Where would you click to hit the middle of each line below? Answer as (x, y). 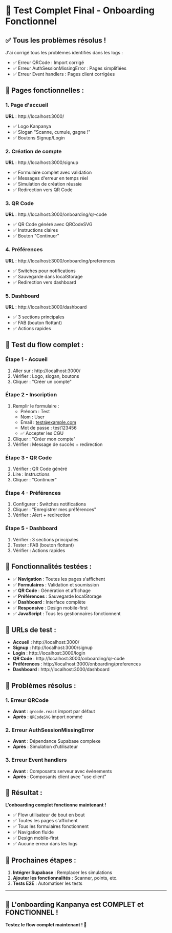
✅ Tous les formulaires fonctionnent (51, 826)
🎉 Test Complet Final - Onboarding (80, 11)
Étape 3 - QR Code (29, 457)
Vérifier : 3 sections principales (46, 539)
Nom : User (32, 417)
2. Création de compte (34, 151)
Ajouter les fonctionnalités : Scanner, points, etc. (65, 878)
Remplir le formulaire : (36, 406)
